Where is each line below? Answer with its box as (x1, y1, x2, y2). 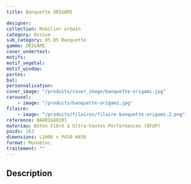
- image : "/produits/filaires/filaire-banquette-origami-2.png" (17, 111, 185, 117)
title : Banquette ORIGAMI (6, 9, 72, 15)
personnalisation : (6, 83, 53, 89)
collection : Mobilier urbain (6, 26, 81, 32)
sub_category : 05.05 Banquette (6, 37, 87, 44)
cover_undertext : (6, 48, 51, 55)
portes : (6, 71, 26, 77)
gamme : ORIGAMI (6, 43, 45, 49)
